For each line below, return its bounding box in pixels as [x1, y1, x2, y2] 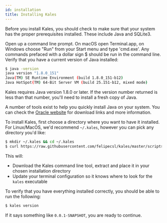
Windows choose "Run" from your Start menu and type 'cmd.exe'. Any [5, 46, 150, 52]
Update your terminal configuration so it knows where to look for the [12, 173, 153, 179]
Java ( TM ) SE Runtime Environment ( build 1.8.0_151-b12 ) [5, 75, 123, 80]
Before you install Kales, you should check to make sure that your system [5, 25, 156, 31]
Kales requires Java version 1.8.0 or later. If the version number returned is [5, 89, 158, 95]
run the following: [5, 193, 41, 200]
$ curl [5, 144, 19, 149]
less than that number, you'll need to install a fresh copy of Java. [5, 94, 138, 100]
